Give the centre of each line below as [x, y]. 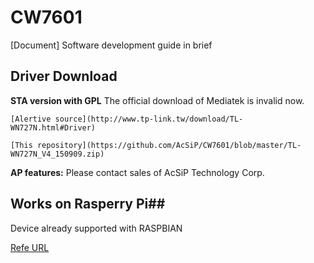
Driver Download [64, 76]
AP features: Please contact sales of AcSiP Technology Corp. [137, 172]
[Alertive [31, 119]
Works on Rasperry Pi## [88, 204]
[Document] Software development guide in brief [111, 45]
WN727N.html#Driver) [53, 127]
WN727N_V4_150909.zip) [57, 154]
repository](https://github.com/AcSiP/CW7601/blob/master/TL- [169, 145]
